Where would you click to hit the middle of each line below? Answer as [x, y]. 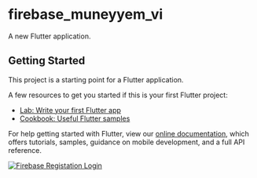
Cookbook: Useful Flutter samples [75, 118]
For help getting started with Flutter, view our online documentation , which [129, 133]
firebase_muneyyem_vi [86, 15]
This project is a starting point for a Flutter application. [96, 79]
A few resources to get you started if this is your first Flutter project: [118, 95]
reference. [25, 150]
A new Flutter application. [50, 36]
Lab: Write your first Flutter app [70, 110]
